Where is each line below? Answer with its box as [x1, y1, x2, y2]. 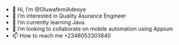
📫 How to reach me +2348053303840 [12, 32, 111, 39]
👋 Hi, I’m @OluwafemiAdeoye [12, 6, 87, 13]
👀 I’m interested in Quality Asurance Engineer [12, 12, 126, 19]
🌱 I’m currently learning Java [12, 19, 85, 26]
